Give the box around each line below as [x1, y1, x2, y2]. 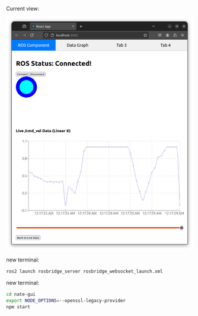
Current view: [6, 5, 40, 12]
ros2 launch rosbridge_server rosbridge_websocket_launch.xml [6, 269, 163, 274]
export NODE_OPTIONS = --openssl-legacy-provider [6, 298, 126, 304]
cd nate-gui [6, 292, 36, 298]
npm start [6, 304, 31, 310]
